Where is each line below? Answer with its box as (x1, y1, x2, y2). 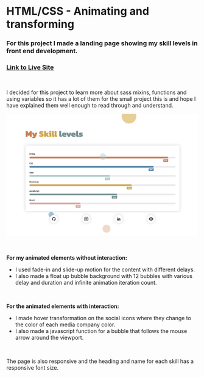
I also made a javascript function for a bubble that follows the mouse (15, 327, 188, 334)
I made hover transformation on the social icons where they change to (15, 314, 192, 321)
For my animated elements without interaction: (6, 254, 128, 261)
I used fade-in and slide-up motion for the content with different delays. (15, 266, 195, 273)
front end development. (6, 47, 78, 56)
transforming (6, 17, 75, 31)
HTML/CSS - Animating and (6, 4, 149, 18)
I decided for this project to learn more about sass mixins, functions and (6, 89, 187, 96)
